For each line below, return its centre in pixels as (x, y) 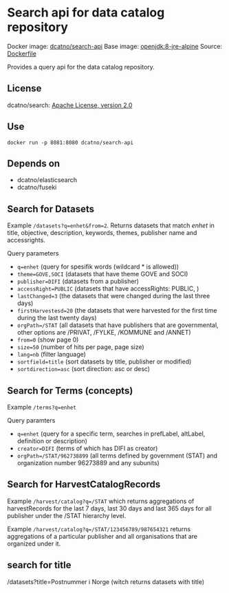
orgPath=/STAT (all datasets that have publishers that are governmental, (118, 325)
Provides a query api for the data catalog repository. (81, 67)
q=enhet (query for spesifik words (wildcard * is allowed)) (98, 267)
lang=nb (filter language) (51, 355)
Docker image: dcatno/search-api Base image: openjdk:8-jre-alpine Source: (115, 46)
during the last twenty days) (57, 318)
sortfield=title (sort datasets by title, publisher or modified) (104, 361)
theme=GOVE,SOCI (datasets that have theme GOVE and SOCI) (102, 274)
